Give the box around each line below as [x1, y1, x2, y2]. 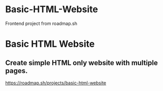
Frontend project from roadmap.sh [5, 20, 78, 26]
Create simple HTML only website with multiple [5, 58, 158, 67]
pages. [5, 66, 28, 75]
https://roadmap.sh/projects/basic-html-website [5, 80, 107, 86]
